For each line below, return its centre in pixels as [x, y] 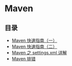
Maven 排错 [24, 59]
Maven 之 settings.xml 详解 [39, 53]
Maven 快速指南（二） [35, 46]
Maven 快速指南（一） [35, 40]
